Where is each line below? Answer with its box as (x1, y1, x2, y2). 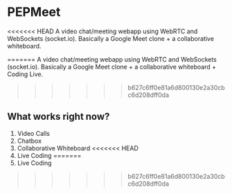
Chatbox (17, 136, 42, 145)
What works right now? (7, 111, 110, 123)
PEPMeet (7, 4, 61, 20)
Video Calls (17, 129, 51, 137)
